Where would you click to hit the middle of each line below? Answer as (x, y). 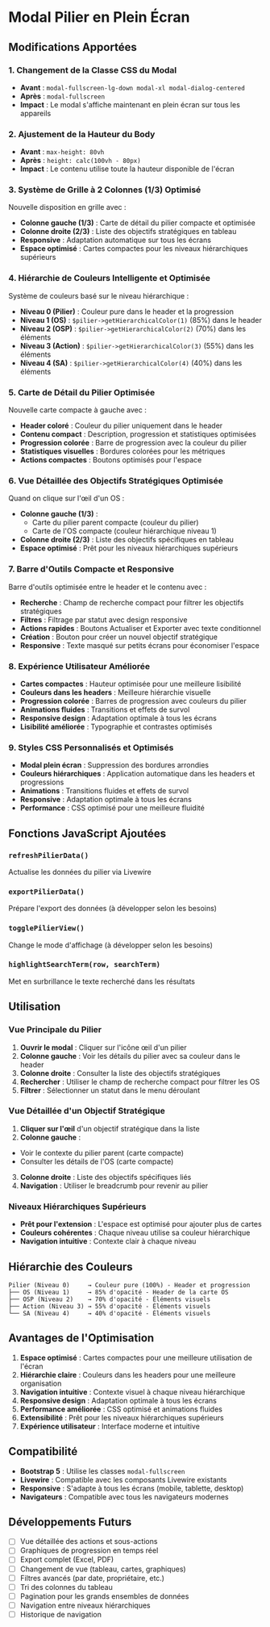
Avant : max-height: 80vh (62, 152)
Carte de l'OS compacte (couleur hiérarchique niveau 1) (125, 531)
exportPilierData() (46, 891)
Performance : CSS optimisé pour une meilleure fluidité (112, 808)
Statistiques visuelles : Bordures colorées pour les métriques (123, 451)
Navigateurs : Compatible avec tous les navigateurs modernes (124, 1496)
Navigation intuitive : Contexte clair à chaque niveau (108, 1241)
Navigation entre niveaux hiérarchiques (85, 1605)
